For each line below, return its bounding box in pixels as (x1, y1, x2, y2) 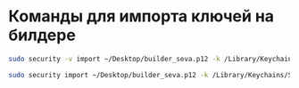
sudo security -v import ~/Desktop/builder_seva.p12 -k (8, 54, 220, 63)
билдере (8, 25, 77, 45)
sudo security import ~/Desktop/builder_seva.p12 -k (8, 70, 209, 79)
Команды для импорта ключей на (8, 6, 274, 27)
